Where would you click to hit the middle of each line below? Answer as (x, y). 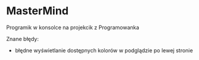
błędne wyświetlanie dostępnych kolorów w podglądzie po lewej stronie (104, 50)
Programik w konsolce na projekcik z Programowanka (73, 27)
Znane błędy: (23, 39)
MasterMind (38, 11)
